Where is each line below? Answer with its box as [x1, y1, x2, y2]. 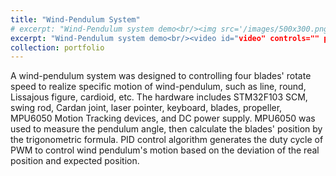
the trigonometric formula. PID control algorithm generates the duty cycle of [10, 134, 324, 146]
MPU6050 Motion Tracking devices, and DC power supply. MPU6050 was [10, 112, 316, 125]
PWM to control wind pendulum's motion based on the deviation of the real [10, 144, 320, 156]
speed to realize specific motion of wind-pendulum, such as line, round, [10, 81, 307, 93]
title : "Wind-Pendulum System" [10, 14, 141, 25]
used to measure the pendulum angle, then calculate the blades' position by [10, 123, 323, 135]
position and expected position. [10, 155, 140, 167]
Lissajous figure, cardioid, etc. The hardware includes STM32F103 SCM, [10, 91, 308, 103]
